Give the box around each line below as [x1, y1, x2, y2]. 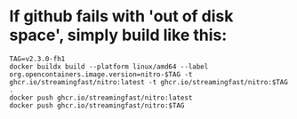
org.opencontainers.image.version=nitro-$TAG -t [9, 69, 193, 79]
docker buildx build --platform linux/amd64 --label [9, 62, 209, 71]
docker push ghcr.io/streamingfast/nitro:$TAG [9, 100, 185, 110]
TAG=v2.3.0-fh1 [9, 54, 66, 63]
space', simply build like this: [9, 25, 228, 45]
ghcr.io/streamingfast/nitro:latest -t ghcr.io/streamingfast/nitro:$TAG [9, 77, 289, 86]
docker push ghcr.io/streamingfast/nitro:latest [9, 93, 193, 102]
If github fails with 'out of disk [9, 6, 234, 27]
